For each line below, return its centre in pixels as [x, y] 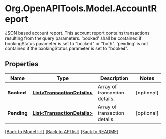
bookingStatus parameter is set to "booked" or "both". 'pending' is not [77, 43]
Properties [22, 64]
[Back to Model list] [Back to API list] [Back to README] [62, 131]
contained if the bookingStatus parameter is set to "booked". [67, 48]
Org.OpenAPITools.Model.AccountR [81, 9]
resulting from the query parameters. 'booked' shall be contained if [73, 38]
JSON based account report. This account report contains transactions [77, 33]
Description [114, 78]
